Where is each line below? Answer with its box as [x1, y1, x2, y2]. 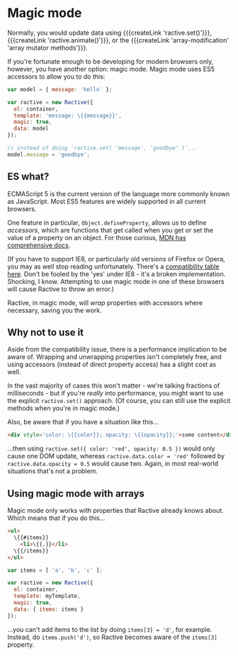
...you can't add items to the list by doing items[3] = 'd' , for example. [7, 625, 212, 633]
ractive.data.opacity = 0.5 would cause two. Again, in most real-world [7, 459, 218, 468]
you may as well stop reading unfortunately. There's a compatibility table [7, 262, 220, 271]
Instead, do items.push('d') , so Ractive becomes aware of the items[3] [7, 633, 217, 641]
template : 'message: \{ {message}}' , [13, 112, 122, 119]
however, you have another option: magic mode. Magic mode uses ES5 [7, 64, 215, 73]
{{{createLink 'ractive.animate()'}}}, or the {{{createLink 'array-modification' [7, 35, 229, 44]
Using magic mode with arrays [7, 487, 145, 499]
